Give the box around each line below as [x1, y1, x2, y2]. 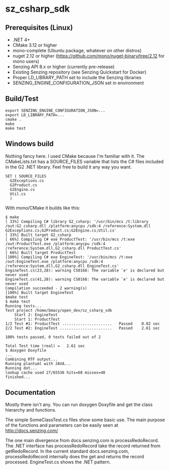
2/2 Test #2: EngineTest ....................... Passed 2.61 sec [5, 325, 160, 330]
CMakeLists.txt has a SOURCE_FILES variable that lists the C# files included [5, 158, 164, 164]
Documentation [5, 388, 56, 397]
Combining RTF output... [5, 356, 58, 362]
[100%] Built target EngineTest [5, 290, 74, 295]
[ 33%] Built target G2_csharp [5, 232, 72, 238]
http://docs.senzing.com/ [5, 427, 58, 434]
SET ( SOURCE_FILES [5, 174, 47, 179]
